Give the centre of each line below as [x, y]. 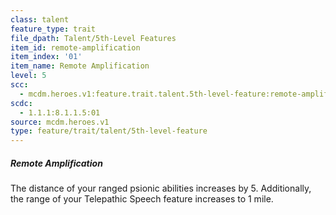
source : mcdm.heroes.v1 [60, 122]
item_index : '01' [46, 57]
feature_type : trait [53, 29]
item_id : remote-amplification [75, 47]
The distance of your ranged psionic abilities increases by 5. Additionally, [161, 188]
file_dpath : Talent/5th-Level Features [93, 38]
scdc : [21, 103]
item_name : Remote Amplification [80, 66]
